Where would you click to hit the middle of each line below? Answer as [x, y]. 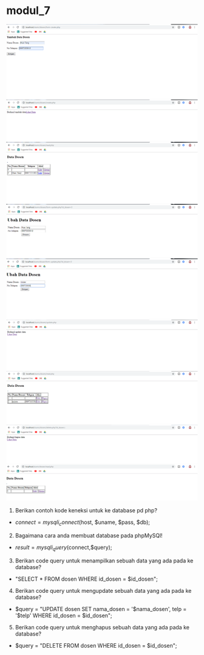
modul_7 [28, 11]
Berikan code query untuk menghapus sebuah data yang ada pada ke [102, 627]
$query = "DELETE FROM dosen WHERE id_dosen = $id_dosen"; [96, 645]
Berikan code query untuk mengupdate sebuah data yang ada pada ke [103, 590]
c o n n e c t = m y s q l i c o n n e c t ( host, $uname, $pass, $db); [83, 523]
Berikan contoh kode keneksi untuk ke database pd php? [86, 511]
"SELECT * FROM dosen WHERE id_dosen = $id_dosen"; [86, 579]
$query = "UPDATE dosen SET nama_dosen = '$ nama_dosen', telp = [101, 609]
